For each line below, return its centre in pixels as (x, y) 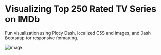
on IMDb (22, 19)
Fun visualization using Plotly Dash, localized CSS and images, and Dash (78, 33)
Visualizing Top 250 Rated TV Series (81, 9)
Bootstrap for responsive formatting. (41, 38)
